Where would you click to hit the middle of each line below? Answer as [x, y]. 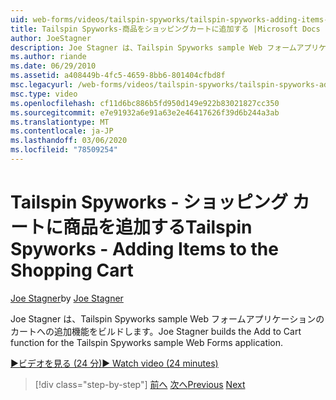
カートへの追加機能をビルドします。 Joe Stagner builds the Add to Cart [156, 331]
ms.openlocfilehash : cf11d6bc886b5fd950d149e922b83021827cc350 [145, 103]
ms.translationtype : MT [60, 122]
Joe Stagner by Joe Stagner [67, 298]
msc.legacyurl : [42, 85]
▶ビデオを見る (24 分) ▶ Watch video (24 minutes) [114, 363]
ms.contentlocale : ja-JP [62, 131]
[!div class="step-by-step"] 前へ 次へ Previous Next [140, 384]
